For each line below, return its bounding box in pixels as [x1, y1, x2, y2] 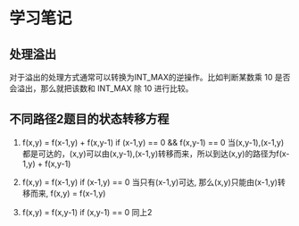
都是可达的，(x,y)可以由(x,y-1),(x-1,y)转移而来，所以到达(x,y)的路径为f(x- [21, 148, 290, 159]
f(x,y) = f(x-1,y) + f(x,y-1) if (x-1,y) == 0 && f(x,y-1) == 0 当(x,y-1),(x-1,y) [21, 137, 285, 147]
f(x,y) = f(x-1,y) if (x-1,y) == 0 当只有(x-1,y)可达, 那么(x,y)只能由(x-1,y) [21, 176, 278, 188]
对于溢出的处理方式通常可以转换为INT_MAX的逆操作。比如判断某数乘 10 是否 [9, 72, 291, 82]
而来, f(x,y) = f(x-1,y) [29, 188, 106, 198]
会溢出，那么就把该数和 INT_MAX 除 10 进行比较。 [9, 83, 194, 94]
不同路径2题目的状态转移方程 [9, 112, 170, 127]
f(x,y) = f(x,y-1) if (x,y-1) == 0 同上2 [21, 206, 153, 217]
